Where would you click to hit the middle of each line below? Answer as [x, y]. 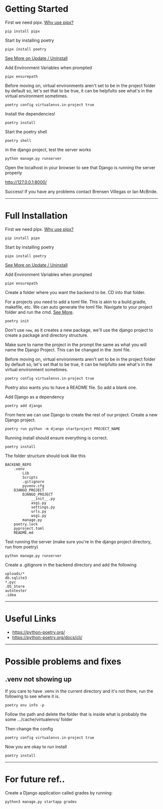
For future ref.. [35, 779]
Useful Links [31, 619]
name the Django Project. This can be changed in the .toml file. [68, 350]
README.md [24, 533]
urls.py [39, 511]
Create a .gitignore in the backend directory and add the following [71, 565]
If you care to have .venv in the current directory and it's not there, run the [79, 691]
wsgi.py [39, 516]
